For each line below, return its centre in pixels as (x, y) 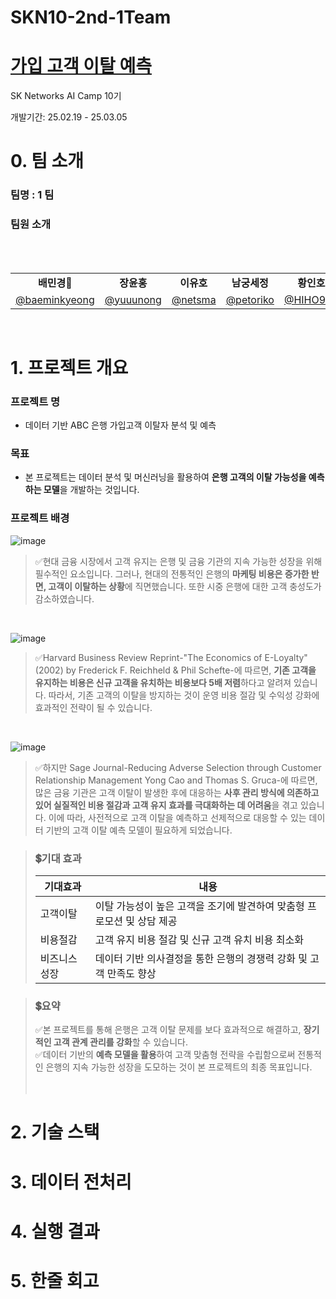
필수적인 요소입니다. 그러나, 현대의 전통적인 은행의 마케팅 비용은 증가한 (172, 573)
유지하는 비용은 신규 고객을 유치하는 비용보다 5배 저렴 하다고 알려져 (163, 682)
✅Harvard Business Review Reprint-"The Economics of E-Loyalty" (171, 657)
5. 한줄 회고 (55, 1280)
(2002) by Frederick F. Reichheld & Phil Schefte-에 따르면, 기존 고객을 (175, 670)
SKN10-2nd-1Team (91, 17)
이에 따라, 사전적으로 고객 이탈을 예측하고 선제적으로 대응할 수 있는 (177, 817)
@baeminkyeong (55, 299)
